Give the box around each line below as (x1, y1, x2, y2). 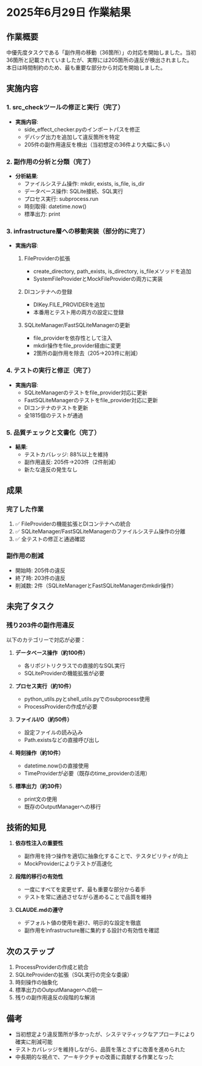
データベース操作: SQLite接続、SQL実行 (24, 187, 124, 195)
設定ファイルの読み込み (24, 729, 83, 736)
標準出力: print (24, 210, 61, 217)
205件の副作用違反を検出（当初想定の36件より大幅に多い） (24, 141, 174, 148)
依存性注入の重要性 (15, 840, 64, 847)
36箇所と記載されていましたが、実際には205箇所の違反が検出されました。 (6, 56, 193, 64)
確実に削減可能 (15, 1038, 53, 1045)
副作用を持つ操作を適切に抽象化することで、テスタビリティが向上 (24, 852, 189, 860)
